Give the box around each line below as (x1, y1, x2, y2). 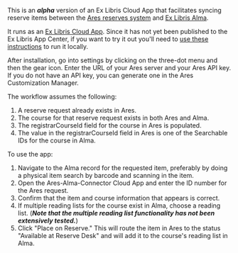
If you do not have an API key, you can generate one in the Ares (7, 71, 194, 79)
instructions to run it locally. (7, 43, 89, 50)
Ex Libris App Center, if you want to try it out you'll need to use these (7, 35, 209, 43)
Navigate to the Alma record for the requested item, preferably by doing (17, 164, 228, 172)
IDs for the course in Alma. (17, 136, 96, 145)
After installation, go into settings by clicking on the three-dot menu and (7, 56, 218, 64)
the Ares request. (17, 186, 69, 194)
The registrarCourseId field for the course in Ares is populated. (17, 121, 202, 130)
